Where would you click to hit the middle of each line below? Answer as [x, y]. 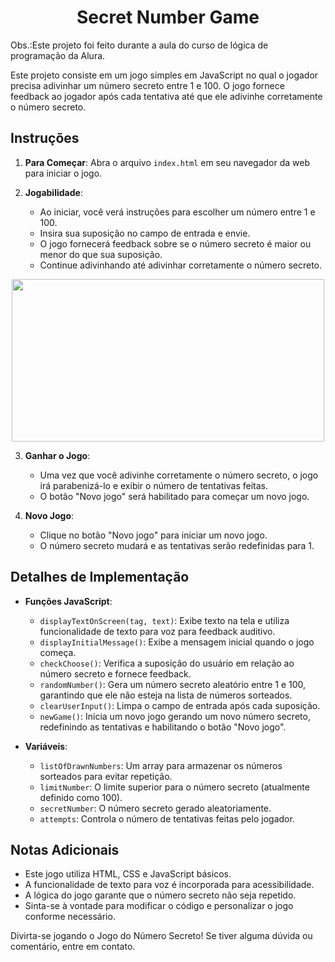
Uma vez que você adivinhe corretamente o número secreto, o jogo [179, 475]
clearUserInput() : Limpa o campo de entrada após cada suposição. [180, 705]
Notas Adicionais [65, 849]
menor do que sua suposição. [101, 254]
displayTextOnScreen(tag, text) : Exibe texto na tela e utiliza [164, 620]
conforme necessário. [70, 917]
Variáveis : [46, 746]
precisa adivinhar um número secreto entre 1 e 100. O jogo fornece [147, 85]
